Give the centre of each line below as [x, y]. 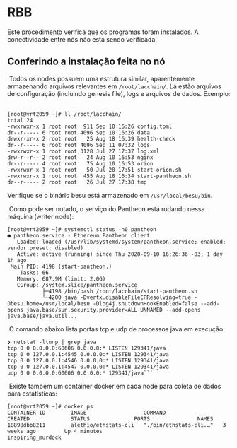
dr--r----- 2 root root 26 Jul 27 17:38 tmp [77, 182]
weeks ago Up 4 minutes [55, 431]
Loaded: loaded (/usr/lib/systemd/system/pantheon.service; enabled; [121, 242]
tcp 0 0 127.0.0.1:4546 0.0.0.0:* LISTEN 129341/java [88, 360]
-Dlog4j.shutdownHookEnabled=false [145, 303]
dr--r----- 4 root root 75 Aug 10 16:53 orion [80, 163]
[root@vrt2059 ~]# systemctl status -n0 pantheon [82, 229]
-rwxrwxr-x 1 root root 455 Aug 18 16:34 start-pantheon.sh [99, 176]
